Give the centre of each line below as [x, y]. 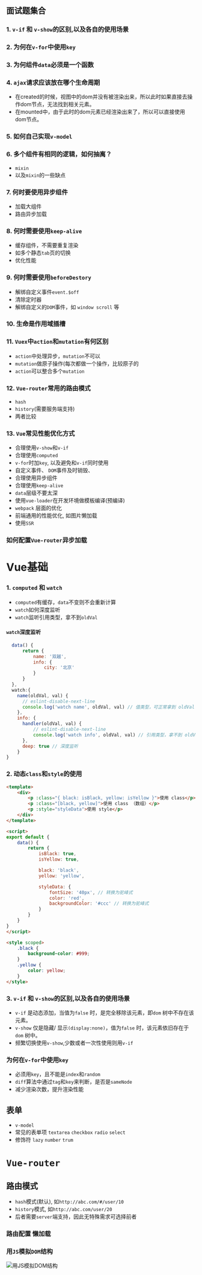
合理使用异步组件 [36, 478]
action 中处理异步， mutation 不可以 [58, 356]
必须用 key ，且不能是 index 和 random [58, 1074]
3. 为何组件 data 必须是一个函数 [50, 65]
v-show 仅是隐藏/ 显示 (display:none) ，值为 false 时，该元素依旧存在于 [102, 1028]
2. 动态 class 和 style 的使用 [44, 774]
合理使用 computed [36, 455]
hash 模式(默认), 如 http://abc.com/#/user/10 [69, 1201]
